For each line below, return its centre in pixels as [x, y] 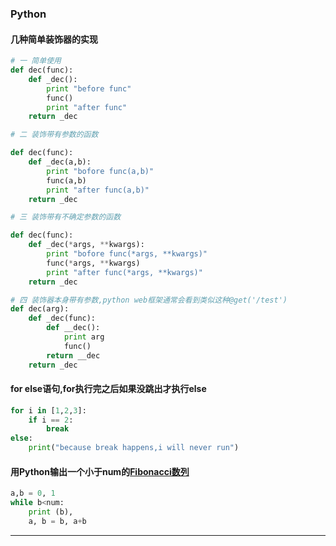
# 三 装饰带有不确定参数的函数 [66, 217]
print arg [84, 337]
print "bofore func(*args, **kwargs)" [127, 254]
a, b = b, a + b [57, 521]
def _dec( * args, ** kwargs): [86, 245]
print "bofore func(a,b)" [100, 171]
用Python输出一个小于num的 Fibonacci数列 [100, 471]
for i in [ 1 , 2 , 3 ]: [48, 410]
